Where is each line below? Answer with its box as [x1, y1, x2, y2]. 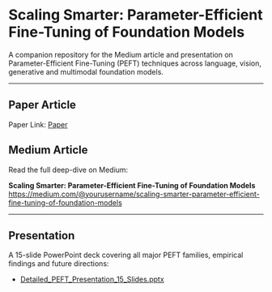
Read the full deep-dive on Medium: [8, 165, 129, 174]
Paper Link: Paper [8, 119, 68, 129]
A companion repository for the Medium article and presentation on [8, 49, 233, 59]
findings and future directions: [8, 259, 109, 268]
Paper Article [8, 98, 77, 112]
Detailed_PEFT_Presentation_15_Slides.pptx [19, 274, 164, 285]
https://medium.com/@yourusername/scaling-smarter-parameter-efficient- [8, 189, 261, 199]
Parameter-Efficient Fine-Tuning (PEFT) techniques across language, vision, [8, 58, 261, 68]
